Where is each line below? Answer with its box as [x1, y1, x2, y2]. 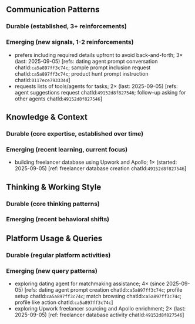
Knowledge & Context [6, 112, 88, 122]
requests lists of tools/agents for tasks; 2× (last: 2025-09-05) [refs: [14, 82, 178, 90]
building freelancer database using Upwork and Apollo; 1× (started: [14, 158, 177, 166]
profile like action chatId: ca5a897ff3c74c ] [14, 299, 113, 306]
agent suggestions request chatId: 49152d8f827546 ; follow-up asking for [14, 89, 186, 96]
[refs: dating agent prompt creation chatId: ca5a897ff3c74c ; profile [24, 286, 183, 293]
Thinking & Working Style [6, 182, 102, 192]
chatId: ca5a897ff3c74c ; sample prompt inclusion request [14, 64, 151, 71]
